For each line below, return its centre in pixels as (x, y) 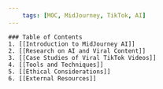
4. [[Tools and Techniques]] (56, 65)
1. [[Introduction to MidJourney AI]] (72, 44)
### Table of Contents (45, 37)
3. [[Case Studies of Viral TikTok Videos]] (82, 57)
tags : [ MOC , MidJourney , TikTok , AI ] (84, 15)
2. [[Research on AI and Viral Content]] (77, 51)
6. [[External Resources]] (52, 78)
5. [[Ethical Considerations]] (59, 72)
